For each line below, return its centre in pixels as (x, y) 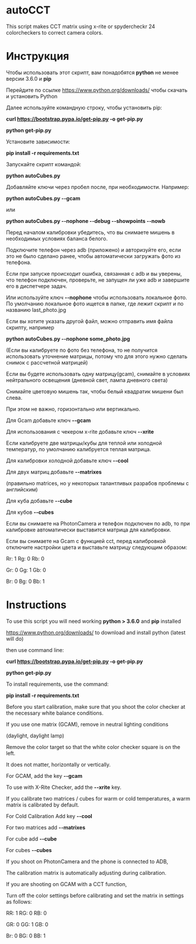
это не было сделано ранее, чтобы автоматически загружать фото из (93, 256)
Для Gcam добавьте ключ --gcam (49, 420)
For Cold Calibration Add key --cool (49, 816)
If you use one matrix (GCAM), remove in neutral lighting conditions (87, 724)
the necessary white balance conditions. (55, 713)
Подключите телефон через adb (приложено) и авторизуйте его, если (94, 250)
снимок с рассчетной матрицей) (47, 362)
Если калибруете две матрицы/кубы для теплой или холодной (84, 443)
